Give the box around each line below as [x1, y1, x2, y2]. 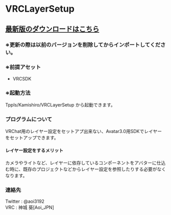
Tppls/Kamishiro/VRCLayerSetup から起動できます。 [5, 102, 116, 108]
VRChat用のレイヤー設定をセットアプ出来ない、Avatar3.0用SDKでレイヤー [5, 128, 162, 135]
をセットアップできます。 [5, 135, 59, 141]
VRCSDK [12, 75, 32, 82]
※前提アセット [5, 64, 41, 71]
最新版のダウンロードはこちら [5, 24, 100, 33]
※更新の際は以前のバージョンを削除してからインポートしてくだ [5, 41, 161, 48]
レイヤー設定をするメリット [5, 147, 64, 153]
